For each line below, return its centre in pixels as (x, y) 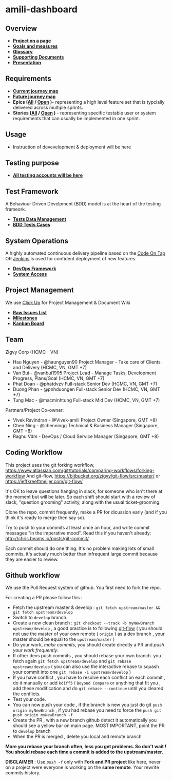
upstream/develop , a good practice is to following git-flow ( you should (88, 628)
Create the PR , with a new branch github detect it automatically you (85, 720)
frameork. (16, 209)
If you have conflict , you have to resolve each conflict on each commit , (89, 678)
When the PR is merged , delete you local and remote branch (77, 737)
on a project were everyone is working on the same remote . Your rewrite (82, 767)
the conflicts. (27, 694)
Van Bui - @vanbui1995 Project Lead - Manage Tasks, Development (84, 373)
